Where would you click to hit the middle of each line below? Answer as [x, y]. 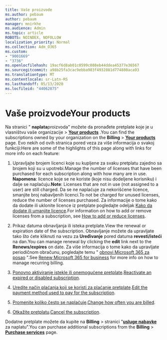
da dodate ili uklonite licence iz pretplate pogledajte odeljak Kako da [82, 205]
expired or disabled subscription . [46, 278]
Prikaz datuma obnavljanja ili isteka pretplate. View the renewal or [79, 226]
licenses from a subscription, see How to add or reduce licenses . [79, 216]
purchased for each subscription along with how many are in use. [80, 174]
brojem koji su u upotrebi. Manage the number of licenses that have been [87, 169]
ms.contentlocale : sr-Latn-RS [37, 79]
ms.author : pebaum [24, 14]
